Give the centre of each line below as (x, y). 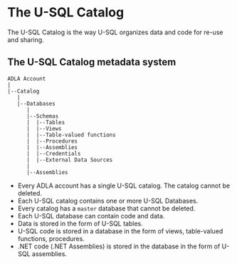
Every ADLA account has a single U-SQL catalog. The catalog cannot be (123, 186)
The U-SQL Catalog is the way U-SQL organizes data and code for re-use (115, 32)
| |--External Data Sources (69, 160)
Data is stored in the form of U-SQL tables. (80, 223)
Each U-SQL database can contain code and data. (91, 215)
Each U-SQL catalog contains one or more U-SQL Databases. (108, 200)
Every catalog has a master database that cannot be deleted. (106, 208)
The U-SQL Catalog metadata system (92, 62)
